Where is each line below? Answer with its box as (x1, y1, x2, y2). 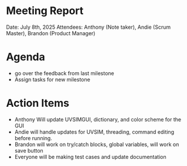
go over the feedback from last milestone (14, 69, 114, 77)
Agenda (6, 50, 45, 64)
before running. (14, 134, 53, 141)
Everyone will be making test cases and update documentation (14, 153, 166, 160)
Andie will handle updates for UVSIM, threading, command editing (14, 128, 175, 135)
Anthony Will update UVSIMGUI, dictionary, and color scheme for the (14, 116, 182, 123)
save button (14, 147, 44, 154)
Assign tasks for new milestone (14, 76, 91, 83)
